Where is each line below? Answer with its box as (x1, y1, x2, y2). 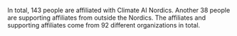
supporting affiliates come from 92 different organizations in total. (7, 21, 201, 29)
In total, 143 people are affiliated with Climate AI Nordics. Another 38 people (7, 6, 231, 14)
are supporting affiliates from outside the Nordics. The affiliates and (7, 13, 206, 22)
